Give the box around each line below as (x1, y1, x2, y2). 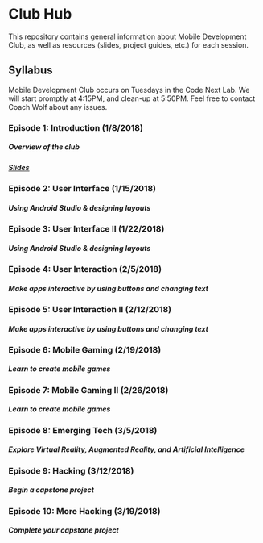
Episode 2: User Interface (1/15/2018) (8, 183, 157, 194)
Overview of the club (8, 142, 80, 152)
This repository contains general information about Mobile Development (8, 31, 247, 41)
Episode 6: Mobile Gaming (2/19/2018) (8, 344, 162, 355)
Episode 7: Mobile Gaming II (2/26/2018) (8, 384, 169, 395)
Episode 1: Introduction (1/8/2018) (8, 122, 143, 133)
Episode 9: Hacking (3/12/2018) (8, 465, 134, 476)
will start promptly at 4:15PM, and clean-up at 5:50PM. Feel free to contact (8, 94, 256, 103)
